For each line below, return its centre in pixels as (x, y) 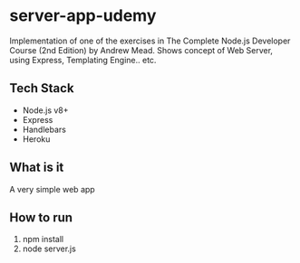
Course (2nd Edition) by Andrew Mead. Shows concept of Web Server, (141, 50)
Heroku (36, 139)
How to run (41, 217)
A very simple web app (52, 189)
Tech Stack (42, 88)
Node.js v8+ (46, 110)
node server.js (49, 249)
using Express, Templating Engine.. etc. (83, 60)
